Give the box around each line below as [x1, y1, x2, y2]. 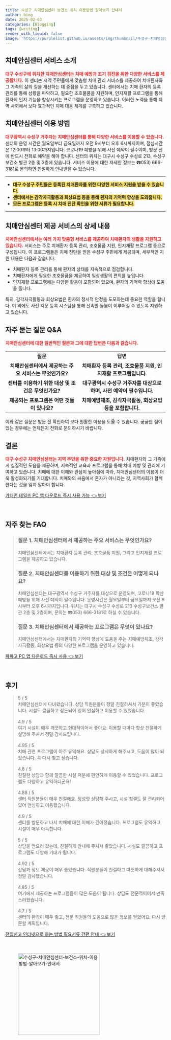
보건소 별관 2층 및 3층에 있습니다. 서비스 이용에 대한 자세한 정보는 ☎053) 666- [5, 159, 163, 165]
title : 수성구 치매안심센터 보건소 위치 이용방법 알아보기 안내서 [5, 7, 122, 13]
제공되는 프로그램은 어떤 [9, 397, 64, 404]
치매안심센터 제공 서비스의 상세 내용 [5, 221, 110, 230]
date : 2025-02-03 [5, 17, 42, 22]
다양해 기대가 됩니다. [35, 849, 77, 855]
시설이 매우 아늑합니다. [17, 826, 63, 832]
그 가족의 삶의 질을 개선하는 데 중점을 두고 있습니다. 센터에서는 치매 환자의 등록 [5, 83, 161, 89]
